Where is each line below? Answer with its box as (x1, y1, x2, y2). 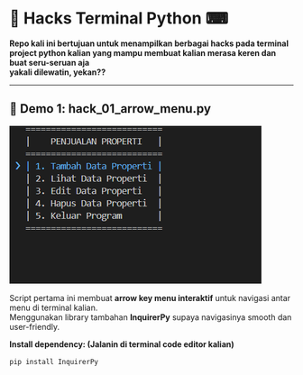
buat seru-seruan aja (9, 57, 90, 68)
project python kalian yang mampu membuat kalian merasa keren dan (9, 47, 277, 58)
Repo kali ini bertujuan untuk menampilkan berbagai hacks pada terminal (9, 38, 289, 49)
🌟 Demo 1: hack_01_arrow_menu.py (9, 101, 212, 116)
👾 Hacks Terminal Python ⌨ (9, 8, 228, 29)
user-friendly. (9, 321, 60, 332)
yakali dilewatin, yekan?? (9, 67, 106, 78)
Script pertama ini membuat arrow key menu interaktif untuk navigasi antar (9, 292, 291, 303)
